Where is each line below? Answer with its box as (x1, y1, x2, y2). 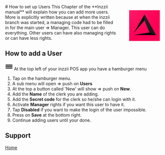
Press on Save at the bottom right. (12, 112, 82, 118)
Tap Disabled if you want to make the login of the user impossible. (12, 107, 147, 113)
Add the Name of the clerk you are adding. (12, 91, 99, 97)
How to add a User (5, 49, 62, 58)
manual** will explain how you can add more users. (5, 9, 109, 15)
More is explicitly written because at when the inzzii (5, 14, 110, 20)
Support (5, 131, 31, 140)
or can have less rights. (5, 35, 53, 41)
